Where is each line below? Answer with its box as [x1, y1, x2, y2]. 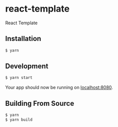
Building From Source [5, 99, 75, 108]
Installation [5, 34, 41, 43]
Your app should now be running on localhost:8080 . [5, 84, 113, 91]
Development [5, 62, 49, 71]
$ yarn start [5, 75, 33, 80]
